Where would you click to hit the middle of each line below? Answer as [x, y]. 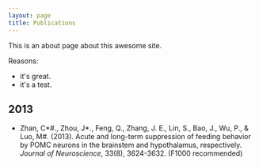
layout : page [30, 15]
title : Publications [42, 23]
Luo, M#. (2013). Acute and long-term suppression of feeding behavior [135, 137]
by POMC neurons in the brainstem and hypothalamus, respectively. [131, 145]
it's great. [35, 76]
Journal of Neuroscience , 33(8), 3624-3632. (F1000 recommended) [131, 153]
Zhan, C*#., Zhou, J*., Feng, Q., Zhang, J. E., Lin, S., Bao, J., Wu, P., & [134, 128]
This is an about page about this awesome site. [85, 45]
